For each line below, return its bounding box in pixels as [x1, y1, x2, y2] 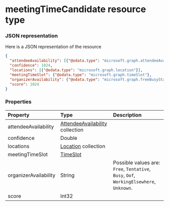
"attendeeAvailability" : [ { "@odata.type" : [10, 58, 100, 64]
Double [60, 134, 77, 141]
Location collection [60, 142, 106, 149]
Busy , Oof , [113, 172, 136, 179]
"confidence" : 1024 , [10, 63, 53, 68]
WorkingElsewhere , [113, 178, 156, 185]
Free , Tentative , [113, 165, 151, 172]
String [60, 172, 75, 179]
